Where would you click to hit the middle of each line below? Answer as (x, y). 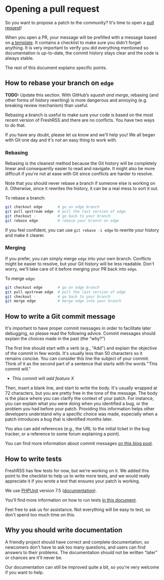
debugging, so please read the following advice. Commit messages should (80, 333)
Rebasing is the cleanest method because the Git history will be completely (81, 163)
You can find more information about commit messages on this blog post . (79, 443)
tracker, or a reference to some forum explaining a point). (63, 434)
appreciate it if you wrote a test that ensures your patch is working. (73, 481)
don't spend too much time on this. (40, 515)
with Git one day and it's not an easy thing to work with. (61, 140)
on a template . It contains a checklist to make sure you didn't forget (73, 42)
